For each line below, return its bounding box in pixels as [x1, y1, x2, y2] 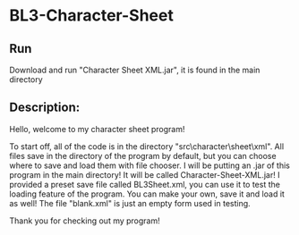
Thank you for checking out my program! [9, 215, 161, 226]
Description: [9, 100, 81, 115]
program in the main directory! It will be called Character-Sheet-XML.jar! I [9, 169, 280, 180]
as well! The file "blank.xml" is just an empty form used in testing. [9, 197, 251, 208]
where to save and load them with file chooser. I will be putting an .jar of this [9, 160, 291, 171]
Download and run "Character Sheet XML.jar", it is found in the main [9, 64, 261, 75]
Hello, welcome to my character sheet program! [9, 123, 185, 134]
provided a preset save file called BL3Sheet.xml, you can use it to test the [9, 179, 280, 189]
